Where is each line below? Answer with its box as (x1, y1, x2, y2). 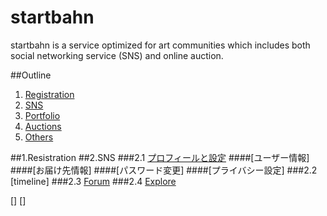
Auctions (24, 120, 62, 132)
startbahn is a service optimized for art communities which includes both (10, 39, 311, 51)
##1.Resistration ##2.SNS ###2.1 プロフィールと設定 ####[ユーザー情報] (10, 151, 310, 163)
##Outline (10, 69, 52, 81)
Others (24, 131, 54, 143)
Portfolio (24, 109, 61, 121)
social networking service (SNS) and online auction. (10, 49, 224, 61)
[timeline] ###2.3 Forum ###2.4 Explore (10, 175, 177, 187)
